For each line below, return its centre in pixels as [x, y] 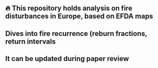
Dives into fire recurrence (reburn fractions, [76, 33]
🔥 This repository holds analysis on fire [69, 8]
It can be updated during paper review [67, 59]
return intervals [31, 41]
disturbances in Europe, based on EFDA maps [79, 16]
